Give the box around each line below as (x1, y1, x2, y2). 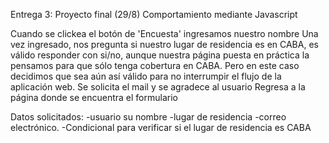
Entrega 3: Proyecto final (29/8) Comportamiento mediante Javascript (10, 9, 298, 20)
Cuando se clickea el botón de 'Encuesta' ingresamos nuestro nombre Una (10, 28, 319, 39)
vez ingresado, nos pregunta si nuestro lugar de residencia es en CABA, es (10, 39, 319, 50)
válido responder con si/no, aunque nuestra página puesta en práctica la (10, 49, 310, 61)
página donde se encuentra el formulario (10, 92, 178, 103)
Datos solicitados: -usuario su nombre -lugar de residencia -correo (10, 111, 287, 123)
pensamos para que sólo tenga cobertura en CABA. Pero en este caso (10, 60, 300, 71)
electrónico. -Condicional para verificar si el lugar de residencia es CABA (10, 122, 312, 133)
